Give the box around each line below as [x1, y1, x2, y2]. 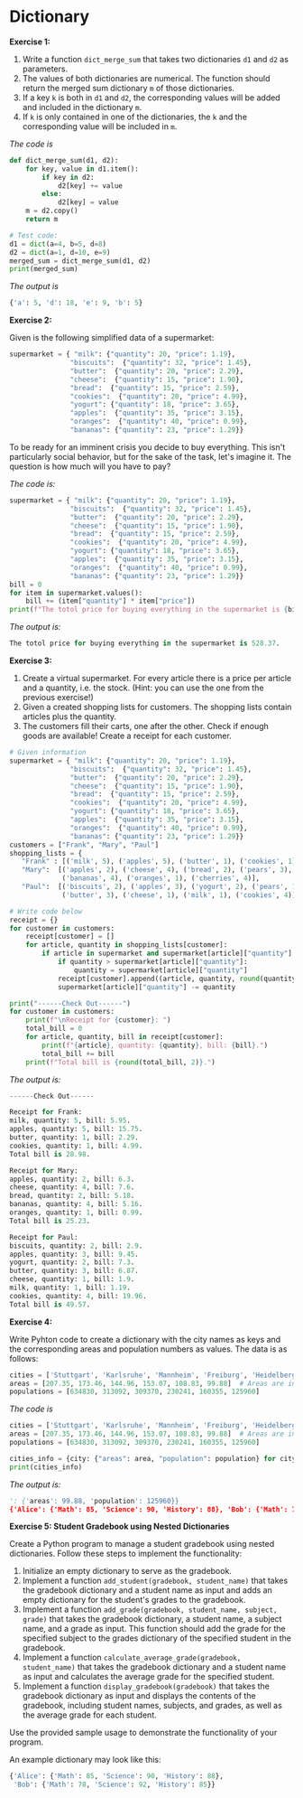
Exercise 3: [9, 655, 52, 666]
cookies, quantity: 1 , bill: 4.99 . [9, 1141, 143, 1150]
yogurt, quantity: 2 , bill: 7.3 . [9, 1258, 135, 1267]
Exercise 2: [9, 314, 52, 326]
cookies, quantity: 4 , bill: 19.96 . [9, 1291, 147, 1300]
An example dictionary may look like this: [9, 1755, 161, 1765]
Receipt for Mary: [9, 1166, 78, 1175]
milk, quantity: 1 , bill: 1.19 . [9, 1283, 131, 1293]
